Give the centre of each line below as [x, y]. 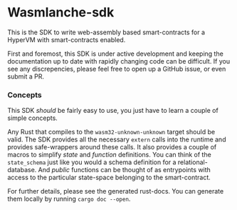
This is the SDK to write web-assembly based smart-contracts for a [106, 32]
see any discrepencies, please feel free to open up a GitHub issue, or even [117, 69]
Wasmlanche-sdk [61, 12]
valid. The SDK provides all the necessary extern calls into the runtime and [117, 139]
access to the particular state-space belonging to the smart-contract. [109, 177]
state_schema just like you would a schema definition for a [92, 162]
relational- [193, 162]
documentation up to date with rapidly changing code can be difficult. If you [119, 61]
